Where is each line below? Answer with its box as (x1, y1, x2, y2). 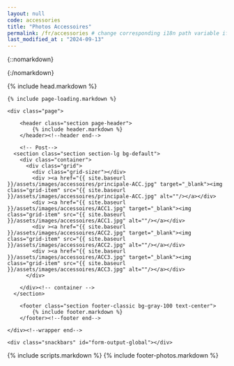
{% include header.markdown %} (32, 126, 123, 133)
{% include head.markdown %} (7, 82, 97, 90)
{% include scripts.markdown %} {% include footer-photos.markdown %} (7, 351, 219, 360)
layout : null (7, 10, 45, 17)
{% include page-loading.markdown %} (7, 95, 117, 103)
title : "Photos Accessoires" (7, 23, 92, 30)
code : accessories (7, 17, 61, 24)
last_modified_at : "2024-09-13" (7, 36, 104, 43)
